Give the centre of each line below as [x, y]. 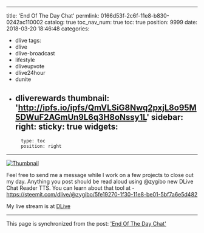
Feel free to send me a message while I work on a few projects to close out [100, 175]
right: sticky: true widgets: [66, 127]
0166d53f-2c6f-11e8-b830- [135, 16]
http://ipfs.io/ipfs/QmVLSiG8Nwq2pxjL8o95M [107, 108]
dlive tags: [28, 40]
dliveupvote [30, 66]
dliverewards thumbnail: [62, 98]
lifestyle [25, 60]
